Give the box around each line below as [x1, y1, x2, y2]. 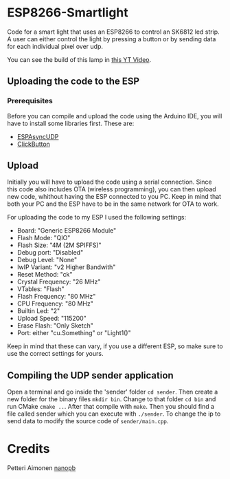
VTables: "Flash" [16, 285, 65, 293]
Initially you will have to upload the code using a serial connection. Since [7, 178, 212, 187]
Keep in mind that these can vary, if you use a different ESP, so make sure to [7, 342, 223, 350]
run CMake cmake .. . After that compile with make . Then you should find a [7, 403, 215, 411]
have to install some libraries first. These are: [7, 119, 135, 127]
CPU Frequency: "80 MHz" [16, 299, 94, 308]
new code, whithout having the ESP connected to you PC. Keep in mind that [7, 193, 222, 201]
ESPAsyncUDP [16, 132, 59, 140]
